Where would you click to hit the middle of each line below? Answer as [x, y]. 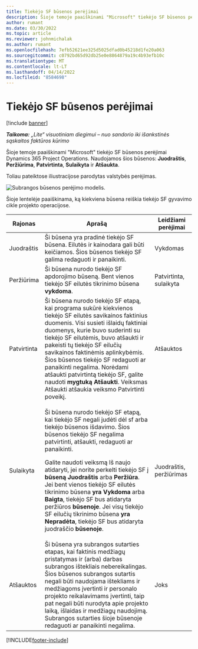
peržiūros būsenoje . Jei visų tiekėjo [94, 507]
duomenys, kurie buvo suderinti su [92, 330]
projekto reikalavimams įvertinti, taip [95, 596]
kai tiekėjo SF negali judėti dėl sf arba [96, 420]
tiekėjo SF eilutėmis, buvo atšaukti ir [94, 338]
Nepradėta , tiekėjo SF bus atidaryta [94, 521]
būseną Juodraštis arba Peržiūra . [92, 477]
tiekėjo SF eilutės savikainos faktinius [96, 315]
